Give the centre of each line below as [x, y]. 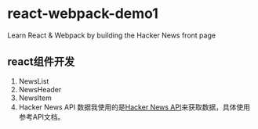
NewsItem [35, 98]
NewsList [34, 81]
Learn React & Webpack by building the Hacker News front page [112, 35]
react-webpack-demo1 [83, 14]
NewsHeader [40, 89]
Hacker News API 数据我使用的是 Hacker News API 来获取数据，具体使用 [134, 107]
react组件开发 [41, 62]
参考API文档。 [42, 116]
